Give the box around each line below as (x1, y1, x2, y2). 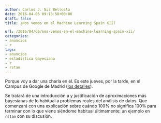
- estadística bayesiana (5, 56, 55, 61)
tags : (5, 47, 16, 52)
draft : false (5, 16, 31, 21)
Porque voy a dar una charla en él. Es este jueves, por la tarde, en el (5, 78, 141, 84)
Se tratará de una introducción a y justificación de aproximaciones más (5, 93, 146, 99)
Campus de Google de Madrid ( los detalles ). (5, 83, 93, 89)
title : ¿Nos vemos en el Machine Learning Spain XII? (5, 20, 116, 26)
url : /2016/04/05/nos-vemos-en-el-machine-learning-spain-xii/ (5, 29, 135, 34)
